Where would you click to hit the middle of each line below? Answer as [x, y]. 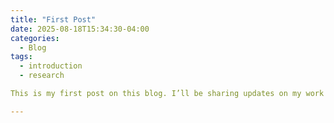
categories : [35, 38]
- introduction [51, 66]
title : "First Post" [53, 19]
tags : [21, 57]
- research [42, 76]
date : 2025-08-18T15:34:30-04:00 [80, 29]
